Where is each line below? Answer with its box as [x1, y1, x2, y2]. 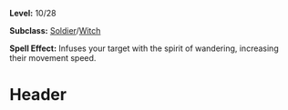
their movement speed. [9, 53, 97, 63]
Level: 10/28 [9, 8, 57, 18]
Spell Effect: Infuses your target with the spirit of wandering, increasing [9, 43, 280, 54]
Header [9, 85, 67, 105]
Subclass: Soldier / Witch [9, 25, 101, 35]
